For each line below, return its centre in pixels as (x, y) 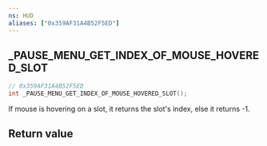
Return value (41, 134)
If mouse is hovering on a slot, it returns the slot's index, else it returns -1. (129, 109)
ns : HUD (21, 16)
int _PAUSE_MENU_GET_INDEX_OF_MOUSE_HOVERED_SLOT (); (98, 94)
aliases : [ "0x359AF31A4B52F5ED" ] (64, 23)
